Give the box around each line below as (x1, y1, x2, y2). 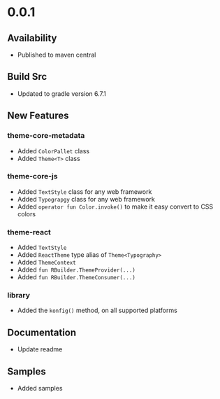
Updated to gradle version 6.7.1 (17, 89, 107, 98)
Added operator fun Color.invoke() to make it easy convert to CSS (17, 202, 214, 211)
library (7, 290, 30, 300)
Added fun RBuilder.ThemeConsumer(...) (17, 273, 136, 281)
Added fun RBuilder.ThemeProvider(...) (17, 265, 136, 274)
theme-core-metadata (7, 131, 85, 141)
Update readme (17, 345, 63, 353)
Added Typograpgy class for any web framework (17, 195, 156, 203)
